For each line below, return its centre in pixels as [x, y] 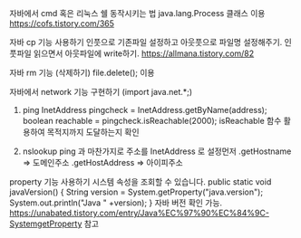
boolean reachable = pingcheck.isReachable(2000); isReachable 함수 [152, 121]
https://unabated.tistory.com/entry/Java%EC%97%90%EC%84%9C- [140, 213]
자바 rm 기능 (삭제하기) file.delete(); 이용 [82, 72]
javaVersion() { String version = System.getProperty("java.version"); [136, 192]
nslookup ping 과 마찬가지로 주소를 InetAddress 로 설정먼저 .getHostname [157, 151]
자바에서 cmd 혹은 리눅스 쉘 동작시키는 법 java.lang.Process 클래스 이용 [137, 13]
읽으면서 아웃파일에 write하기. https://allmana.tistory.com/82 [144, 53]
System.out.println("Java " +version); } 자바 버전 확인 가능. [116, 203]
